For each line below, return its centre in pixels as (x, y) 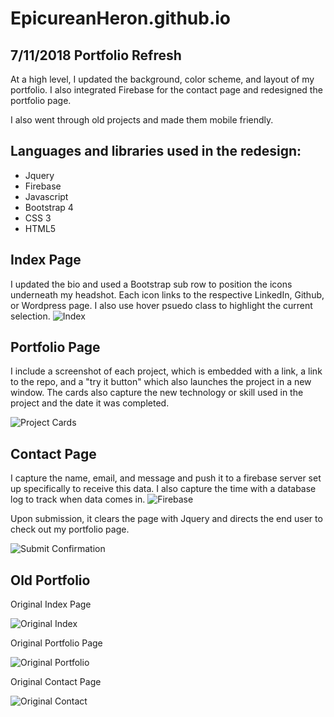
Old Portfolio (50, 580)
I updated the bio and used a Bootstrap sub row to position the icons (151, 284)
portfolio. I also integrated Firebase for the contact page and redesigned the (166, 90)
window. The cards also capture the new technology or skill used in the (157, 393)
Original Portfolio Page (56, 643)
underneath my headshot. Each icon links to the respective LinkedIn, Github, (167, 294)
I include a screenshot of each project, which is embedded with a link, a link (166, 371)
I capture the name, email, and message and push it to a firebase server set (166, 478)
